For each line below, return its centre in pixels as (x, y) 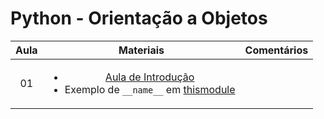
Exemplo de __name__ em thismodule (150, 89)
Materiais (141, 50)
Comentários (276, 50)
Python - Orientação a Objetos (139, 18)
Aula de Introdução (149, 77)
